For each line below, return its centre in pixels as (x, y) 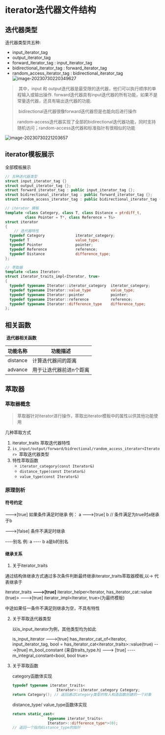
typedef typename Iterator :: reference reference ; (71, 299)
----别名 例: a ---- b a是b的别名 (37, 541)
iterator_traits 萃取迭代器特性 (41, 442)
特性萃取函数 (25, 460)
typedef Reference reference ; (54, 249)
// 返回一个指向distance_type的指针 (46, 728)
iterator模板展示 (30, 155)
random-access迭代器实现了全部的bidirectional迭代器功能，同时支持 (86, 122)
